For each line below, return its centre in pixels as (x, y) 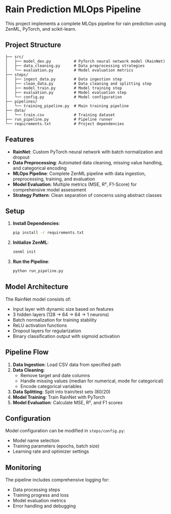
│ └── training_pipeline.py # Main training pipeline (67, 106)
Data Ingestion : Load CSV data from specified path (67, 364)
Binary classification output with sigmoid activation (66, 336)
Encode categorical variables (51, 386)
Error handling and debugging (44, 506)
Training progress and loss (41, 495)
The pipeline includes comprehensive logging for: (57, 480)
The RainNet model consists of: (38, 299)
